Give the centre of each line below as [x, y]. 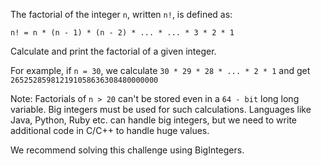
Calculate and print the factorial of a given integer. [113, 51]
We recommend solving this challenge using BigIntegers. [127, 150]
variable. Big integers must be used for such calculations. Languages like [161, 109]
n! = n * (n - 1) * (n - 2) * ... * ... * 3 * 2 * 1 [122, 33]
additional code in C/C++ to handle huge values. [110, 130]
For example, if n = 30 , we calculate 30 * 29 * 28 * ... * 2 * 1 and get [160, 70]
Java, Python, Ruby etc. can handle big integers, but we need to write [153, 120]
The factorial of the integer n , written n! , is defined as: [121, 14]
